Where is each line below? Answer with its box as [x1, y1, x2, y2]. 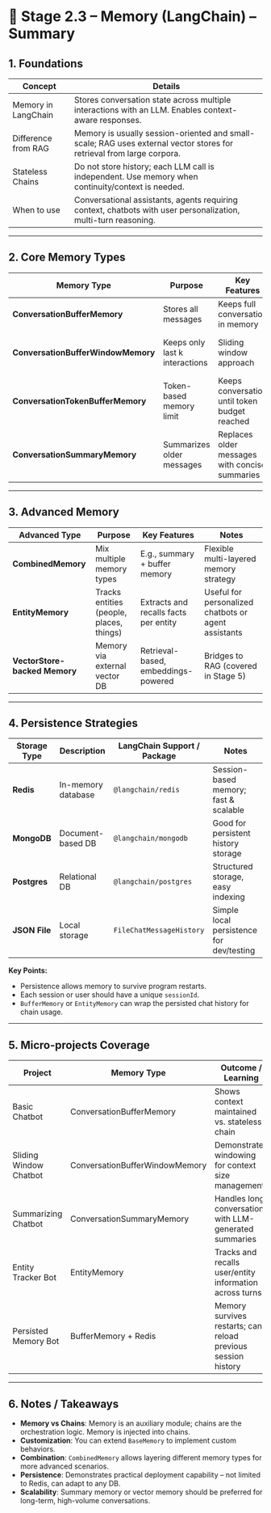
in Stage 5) [204, 670, 246, 682]
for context [214, 1160, 256, 1171]
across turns [214, 1287, 262, 1299]
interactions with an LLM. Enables [73, 104, 202, 116]
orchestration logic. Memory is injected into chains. [19, 1427, 191, 1437]
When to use [12, 205, 60, 215]
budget [217, 405, 246, 416]
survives [214, 1310, 248, 1321]
